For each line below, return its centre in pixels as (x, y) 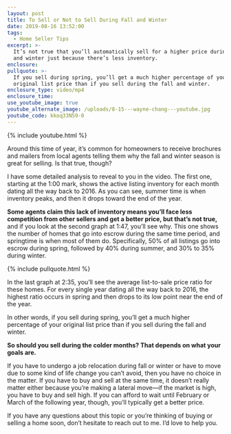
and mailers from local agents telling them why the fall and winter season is (114, 156)
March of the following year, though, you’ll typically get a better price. (106, 402)
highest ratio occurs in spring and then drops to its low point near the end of (115, 297)
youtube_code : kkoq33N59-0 (46, 115)
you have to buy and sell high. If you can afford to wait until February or (108, 395)
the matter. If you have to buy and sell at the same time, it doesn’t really (108, 380)
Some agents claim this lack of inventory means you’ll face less (100, 212)
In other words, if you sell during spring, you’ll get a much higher (99, 317)
